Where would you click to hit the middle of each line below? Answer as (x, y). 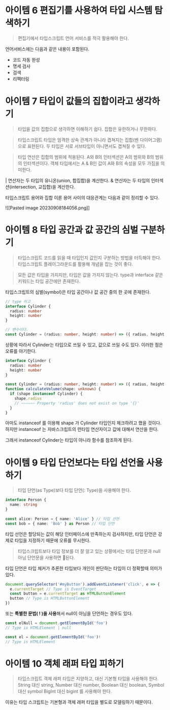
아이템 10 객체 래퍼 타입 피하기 (65, 663)
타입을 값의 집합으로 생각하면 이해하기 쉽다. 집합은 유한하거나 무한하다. (87, 129)
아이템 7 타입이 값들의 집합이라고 (69, 101)
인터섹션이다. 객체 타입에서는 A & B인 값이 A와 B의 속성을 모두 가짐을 (91, 163)
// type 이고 (18, 301)
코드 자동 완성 (26, 59)
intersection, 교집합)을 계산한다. (43, 187)
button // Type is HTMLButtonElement (50, 598)
